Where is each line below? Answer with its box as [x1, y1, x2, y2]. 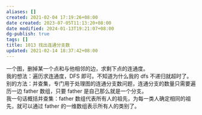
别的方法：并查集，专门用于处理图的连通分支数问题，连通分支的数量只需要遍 [6, 80, 196, 87]
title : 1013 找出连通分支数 [6, 43, 70, 49]
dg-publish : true [6, 31, 50, 37]
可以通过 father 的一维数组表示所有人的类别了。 [22, 102, 140, 110]
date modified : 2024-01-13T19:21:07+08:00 [6, 25, 114, 32]
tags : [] [6, 37, 28, 43]
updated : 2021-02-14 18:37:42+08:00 [6, 48, 98, 54]
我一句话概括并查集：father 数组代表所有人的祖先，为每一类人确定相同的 [6, 95, 186, 102]
